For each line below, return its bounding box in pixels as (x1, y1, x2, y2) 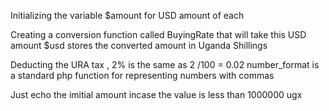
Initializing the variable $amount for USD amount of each (10, 10, 245, 21)
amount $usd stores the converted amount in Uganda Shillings (10, 40, 268, 51)
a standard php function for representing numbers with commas (10, 70, 275, 81)
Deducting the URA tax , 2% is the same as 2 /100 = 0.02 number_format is (10, 59, 320, 70)
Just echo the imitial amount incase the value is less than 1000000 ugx (10, 89, 303, 100)
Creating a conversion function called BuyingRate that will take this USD (10, 29, 307, 40)
